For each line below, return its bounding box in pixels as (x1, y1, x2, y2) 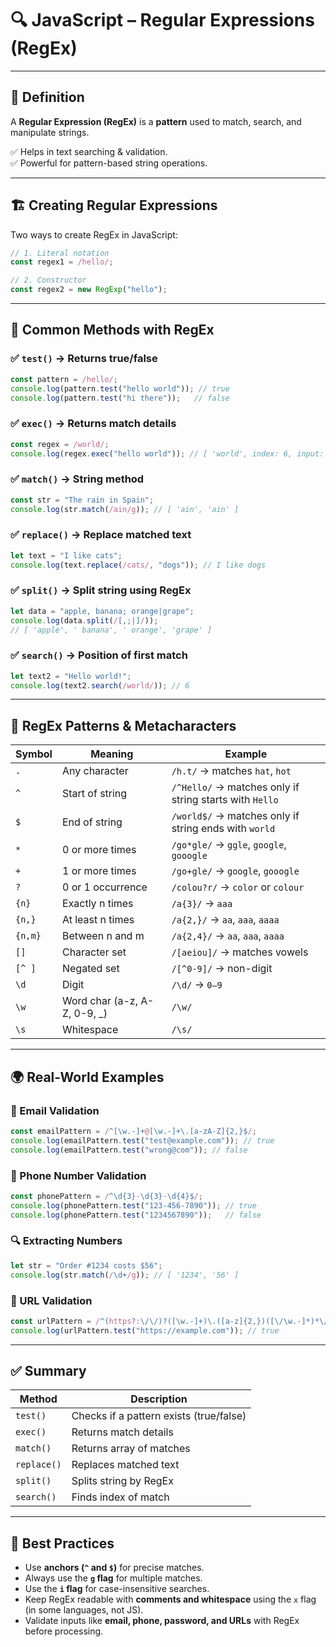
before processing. (24, 1625, 104, 1637)
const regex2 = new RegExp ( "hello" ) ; (10, 285, 168, 295)
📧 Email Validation (10, 1103, 100, 1117)
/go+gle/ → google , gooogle (171, 864, 300, 878)
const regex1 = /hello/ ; (10, 257, 114, 267)
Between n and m (61, 929, 145, 943)
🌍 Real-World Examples (10, 1068, 165, 1086)
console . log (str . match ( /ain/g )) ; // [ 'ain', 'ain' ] (10, 504, 240, 514)
